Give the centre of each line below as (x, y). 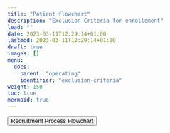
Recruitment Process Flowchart (52, 121)
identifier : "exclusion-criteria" (71, 80)
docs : (22, 67)
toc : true (22, 93)
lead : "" (20, 27)
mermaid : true (28, 100)
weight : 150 (25, 87)
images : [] (23, 54)
